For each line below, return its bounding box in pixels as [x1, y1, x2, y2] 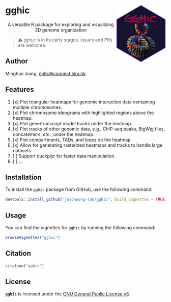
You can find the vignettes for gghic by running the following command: [5, 225, 156, 231]
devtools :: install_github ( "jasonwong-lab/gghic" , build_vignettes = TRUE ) [5, 197, 167, 202]
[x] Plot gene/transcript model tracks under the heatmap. [12, 120, 132, 126]
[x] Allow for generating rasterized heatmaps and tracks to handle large [12, 142, 163, 148]
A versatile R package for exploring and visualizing [7, 21, 114, 28]
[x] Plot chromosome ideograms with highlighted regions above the [12, 109, 154, 116]
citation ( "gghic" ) [5, 263, 44, 268]
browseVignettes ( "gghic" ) [5, 235, 60, 240]
